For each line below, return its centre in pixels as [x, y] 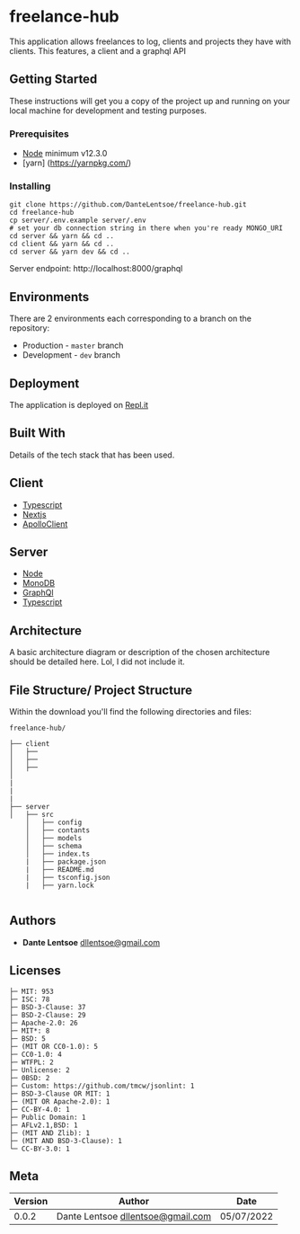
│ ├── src [31, 815]
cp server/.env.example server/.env [78, 221]
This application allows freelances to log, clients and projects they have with [150, 41]
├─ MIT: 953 [31, 991]
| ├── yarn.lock [60, 886]
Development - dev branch [71, 355]
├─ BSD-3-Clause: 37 [48, 1007]
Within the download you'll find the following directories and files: [131, 712]
